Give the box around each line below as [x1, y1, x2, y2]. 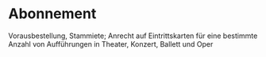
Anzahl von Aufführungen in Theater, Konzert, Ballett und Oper [8, 39, 214, 48]
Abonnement [8, 5, 97, 23]
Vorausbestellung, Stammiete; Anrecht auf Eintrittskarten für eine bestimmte [8, 31, 258, 40]
